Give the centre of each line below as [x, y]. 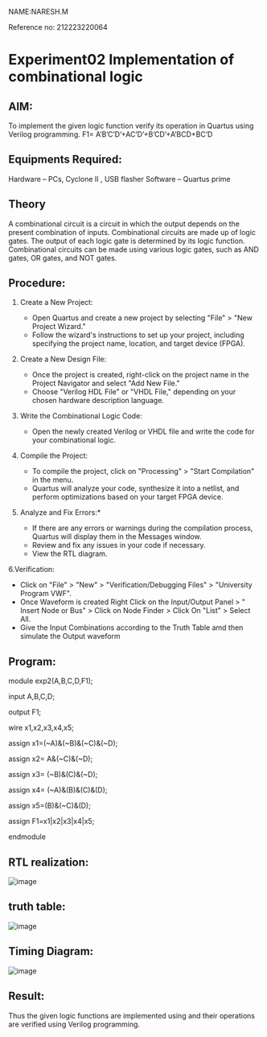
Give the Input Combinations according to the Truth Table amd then [131, 628]
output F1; [25, 712]
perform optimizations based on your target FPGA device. [127, 497]
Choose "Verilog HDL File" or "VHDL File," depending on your [134, 392]
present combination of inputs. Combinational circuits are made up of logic [132, 232]
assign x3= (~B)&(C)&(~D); [53, 775]
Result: [27, 996]
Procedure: [37, 284]
